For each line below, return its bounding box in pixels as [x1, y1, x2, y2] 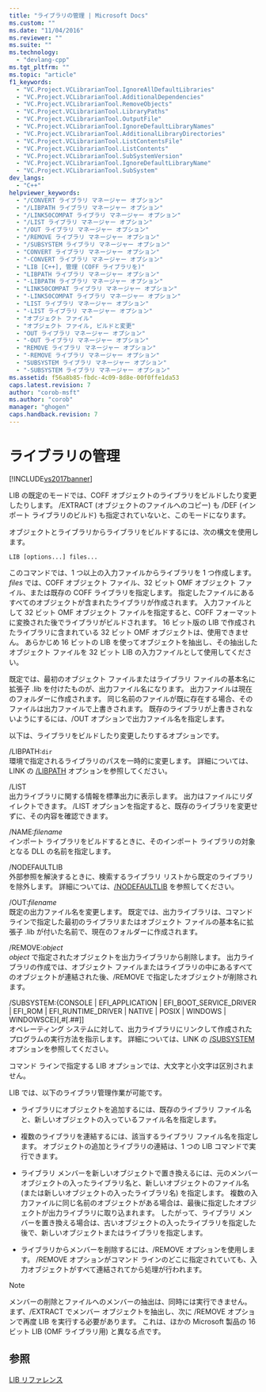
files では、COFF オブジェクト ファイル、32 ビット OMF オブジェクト [9, 578, 237, 587]
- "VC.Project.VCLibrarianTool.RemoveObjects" [16, 100, 173, 108]
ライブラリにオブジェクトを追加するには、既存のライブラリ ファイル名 [20, 1104, 252, 1114]
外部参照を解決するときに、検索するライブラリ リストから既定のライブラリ [9, 872, 254, 881]
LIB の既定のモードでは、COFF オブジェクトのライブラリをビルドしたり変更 [9, 490, 257, 500]
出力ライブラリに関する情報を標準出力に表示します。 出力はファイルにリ [9, 791, 246, 801]
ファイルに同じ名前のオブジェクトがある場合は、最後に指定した [27, 1197, 236, 1208]
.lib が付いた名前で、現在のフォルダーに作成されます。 [24, 926, 203, 936]
